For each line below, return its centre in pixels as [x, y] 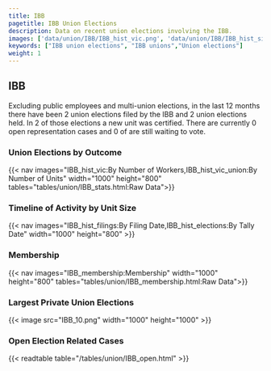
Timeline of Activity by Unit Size [73, 209]
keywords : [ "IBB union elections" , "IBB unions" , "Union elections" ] [126, 46]
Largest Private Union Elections [71, 302]
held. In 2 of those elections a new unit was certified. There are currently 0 [132, 123]
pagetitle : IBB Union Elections [63, 23]
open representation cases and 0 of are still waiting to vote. [107, 131]
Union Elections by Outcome [65, 152]
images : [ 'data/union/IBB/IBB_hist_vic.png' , [86, 38]
